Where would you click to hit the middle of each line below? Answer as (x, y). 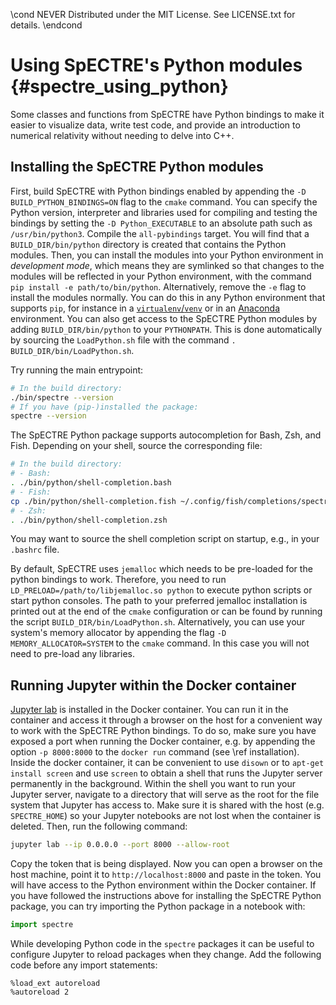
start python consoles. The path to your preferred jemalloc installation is (159, 601)
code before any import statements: (84, 965)
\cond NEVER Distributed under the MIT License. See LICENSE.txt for (153, 14)
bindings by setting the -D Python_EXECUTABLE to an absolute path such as (161, 223)
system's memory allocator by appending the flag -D (118, 633)
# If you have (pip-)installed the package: (104, 407)
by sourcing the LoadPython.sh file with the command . (123, 340)
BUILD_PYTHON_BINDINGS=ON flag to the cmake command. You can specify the (164, 201)
